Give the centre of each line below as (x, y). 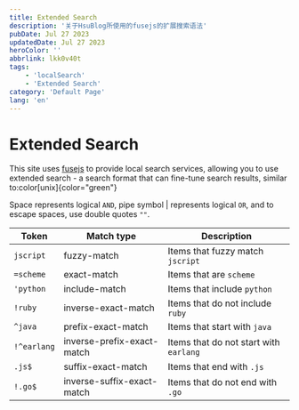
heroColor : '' (36, 51)
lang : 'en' (29, 100)
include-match (95, 289)
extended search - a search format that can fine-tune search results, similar (148, 178)
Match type (111, 237)
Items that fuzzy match (216, 252)
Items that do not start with (224, 342)
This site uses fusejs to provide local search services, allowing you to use (144, 169)
